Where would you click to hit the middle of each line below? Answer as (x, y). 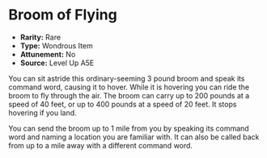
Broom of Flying (63, 15)
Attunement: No (48, 54)
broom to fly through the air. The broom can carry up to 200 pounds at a (129, 95)
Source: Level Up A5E (57, 63)
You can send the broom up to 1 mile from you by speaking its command (129, 128)
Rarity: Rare (40, 37)
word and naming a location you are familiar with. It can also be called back (134, 137)
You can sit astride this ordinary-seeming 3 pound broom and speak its (127, 78)
